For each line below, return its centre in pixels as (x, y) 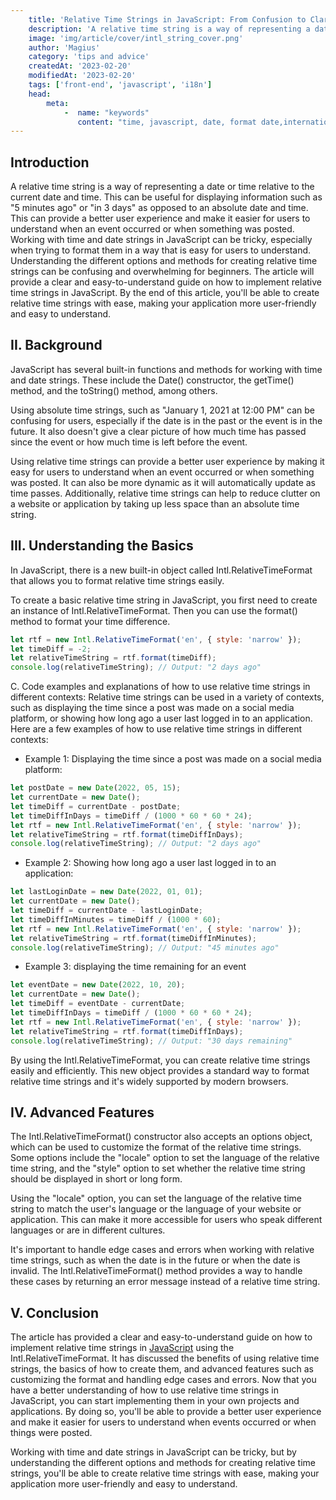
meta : (58, 103)
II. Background (56, 345)
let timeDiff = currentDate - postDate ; (96, 806)
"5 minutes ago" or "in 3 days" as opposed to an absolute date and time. (159, 208)
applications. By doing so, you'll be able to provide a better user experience (166, 1412)
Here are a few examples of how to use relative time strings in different (156, 729)
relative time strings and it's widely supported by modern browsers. (149, 1081)
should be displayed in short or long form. (96, 1179)
